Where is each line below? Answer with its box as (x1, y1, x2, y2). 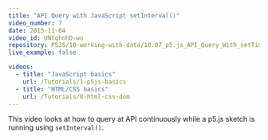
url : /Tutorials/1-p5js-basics (22, 77, 127, 86)
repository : (8, 41, 48, 49)
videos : (8, 63, 34, 72)
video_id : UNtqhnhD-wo (8, 33, 84, 42)
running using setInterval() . (8, 122, 104, 132)
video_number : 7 (8, 19, 62, 27)
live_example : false (8, 49, 77, 56)
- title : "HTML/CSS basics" (15, 85, 109, 93)
